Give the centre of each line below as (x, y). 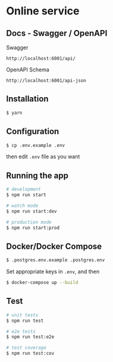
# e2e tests (21, 331)
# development (24, 189)
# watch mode (22, 206)
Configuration (33, 132)
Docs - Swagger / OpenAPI (57, 33)
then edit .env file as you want (43, 156)
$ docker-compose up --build (42, 283)
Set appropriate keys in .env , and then (53, 271)
